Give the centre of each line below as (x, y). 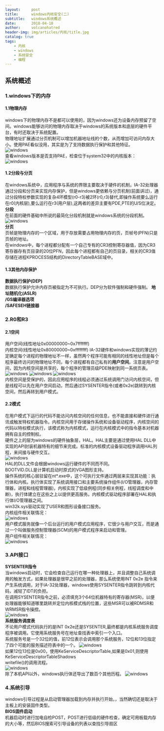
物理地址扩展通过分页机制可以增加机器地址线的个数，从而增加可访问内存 (78, 138)
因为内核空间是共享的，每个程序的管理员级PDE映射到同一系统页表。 (82, 368)
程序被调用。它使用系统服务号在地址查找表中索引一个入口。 (65, 633)
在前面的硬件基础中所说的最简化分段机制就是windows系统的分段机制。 (76, 215)
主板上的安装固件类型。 (29, 705)
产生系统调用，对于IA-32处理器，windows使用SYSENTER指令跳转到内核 (78, 585)
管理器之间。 (32, 500)
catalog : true (20, 37)
